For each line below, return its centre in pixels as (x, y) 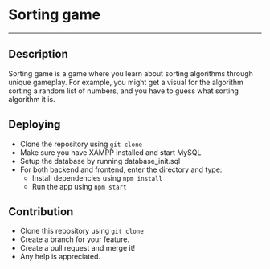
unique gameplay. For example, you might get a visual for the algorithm (126, 82)
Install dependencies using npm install (97, 177)
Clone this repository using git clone (82, 231)
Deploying (35, 125)
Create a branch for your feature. (75, 239)
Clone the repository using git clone (81, 144)
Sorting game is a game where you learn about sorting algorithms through (131, 73)
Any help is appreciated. (60, 257)
